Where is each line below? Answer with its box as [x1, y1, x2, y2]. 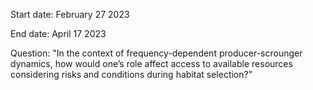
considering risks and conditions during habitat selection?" [10, 69, 253, 80]
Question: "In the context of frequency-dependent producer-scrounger [10, 47, 303, 59]
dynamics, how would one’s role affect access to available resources [10, 58, 293, 69]
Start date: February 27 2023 [10, 9, 130, 20]
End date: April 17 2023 [10, 28, 107, 39]
